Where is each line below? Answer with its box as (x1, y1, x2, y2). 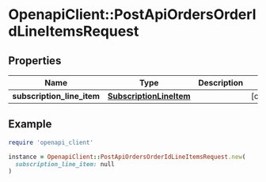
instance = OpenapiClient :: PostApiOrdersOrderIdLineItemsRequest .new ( (8, 153, 246, 161)
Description (198, 78, 244, 88)
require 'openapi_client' (8, 138, 93, 146)
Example (8, 117, 52, 131)
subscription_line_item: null (15, 160, 115, 168)
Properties (8, 54, 62, 67)
